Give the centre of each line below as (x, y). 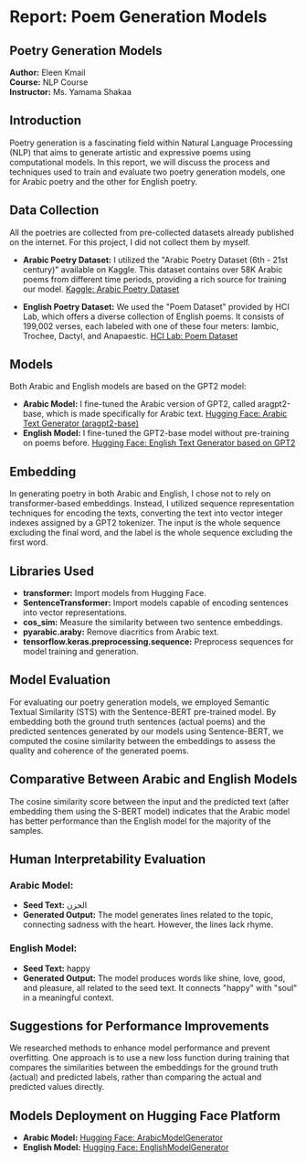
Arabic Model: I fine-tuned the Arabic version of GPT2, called (139, 404)
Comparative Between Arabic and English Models (153, 779)
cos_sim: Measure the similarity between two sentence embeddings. (153, 623)
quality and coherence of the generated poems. (99, 751)
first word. (29, 542)
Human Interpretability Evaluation (108, 860)
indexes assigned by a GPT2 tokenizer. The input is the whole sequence (145, 523)
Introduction (46, 121)
